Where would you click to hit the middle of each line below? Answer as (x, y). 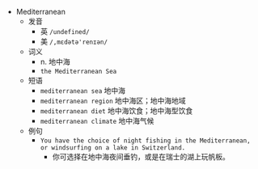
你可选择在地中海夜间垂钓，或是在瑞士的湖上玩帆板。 (141, 156)
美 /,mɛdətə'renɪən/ (74, 41)
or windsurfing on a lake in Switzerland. (113, 148)
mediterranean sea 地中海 (83, 91)
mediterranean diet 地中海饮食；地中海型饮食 (116, 111)
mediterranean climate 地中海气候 (97, 121)
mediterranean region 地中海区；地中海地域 (113, 101)
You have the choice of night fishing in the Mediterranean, (145, 141)
